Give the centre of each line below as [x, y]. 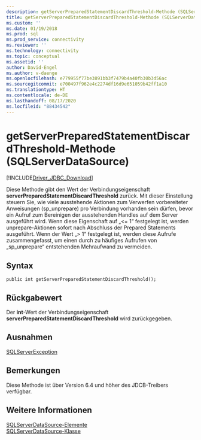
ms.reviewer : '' [26, 45]
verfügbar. [19, 391]
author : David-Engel [32, 67]
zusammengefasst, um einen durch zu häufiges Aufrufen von [82, 241]
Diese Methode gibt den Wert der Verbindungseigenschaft [78, 190]
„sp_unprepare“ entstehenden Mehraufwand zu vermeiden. [79, 247]
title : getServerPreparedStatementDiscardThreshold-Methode [83, 17]
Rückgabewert [34, 298]
